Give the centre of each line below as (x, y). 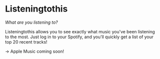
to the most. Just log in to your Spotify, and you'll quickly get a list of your (79, 37)
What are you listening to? (32, 22)
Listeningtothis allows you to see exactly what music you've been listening (80, 31)
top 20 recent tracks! (26, 42)
